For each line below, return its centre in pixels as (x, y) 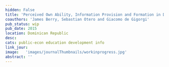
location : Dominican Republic (37, 33)
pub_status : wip (22, 24)
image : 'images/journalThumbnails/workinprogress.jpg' (66, 52)
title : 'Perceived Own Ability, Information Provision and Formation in (83, 15)
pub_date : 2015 (21, 29)
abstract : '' (19, 57)
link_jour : (17, 47)
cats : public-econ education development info (55, 43)
